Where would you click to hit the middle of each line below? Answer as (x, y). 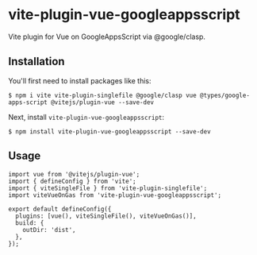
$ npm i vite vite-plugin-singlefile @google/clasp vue (102, 95)
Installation (36, 62)
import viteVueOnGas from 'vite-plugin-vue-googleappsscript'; (115, 195)
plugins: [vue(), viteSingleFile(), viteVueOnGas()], (106, 216)
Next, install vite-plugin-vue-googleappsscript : (86, 117)
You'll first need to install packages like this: (80, 80)
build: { (30, 223)
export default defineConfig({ (60, 209)
